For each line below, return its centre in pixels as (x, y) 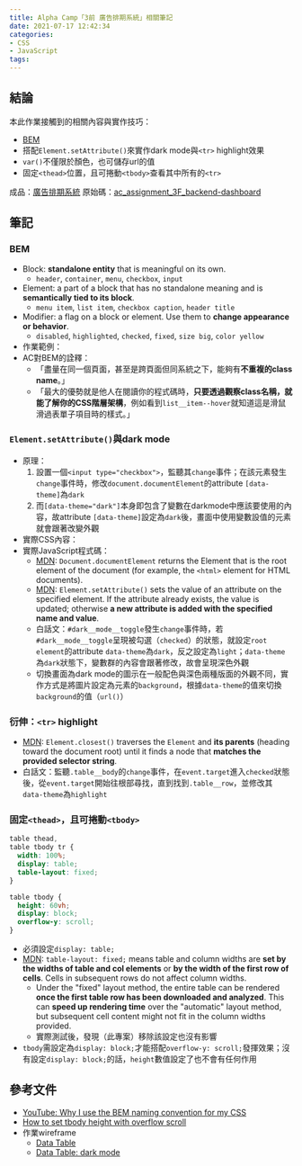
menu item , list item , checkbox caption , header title (135, 307)
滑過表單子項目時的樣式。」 (85, 414)
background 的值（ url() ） (82, 696)
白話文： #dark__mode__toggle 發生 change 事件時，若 (129, 628)
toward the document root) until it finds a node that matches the (142, 751)
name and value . (67, 618)
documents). (59, 579)
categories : (31, 34)
